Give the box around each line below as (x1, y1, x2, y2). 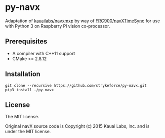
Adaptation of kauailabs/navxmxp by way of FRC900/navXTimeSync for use (5, 18, 160, 24)
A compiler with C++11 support (12, 50, 75, 56)
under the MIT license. (5, 129, 51, 135)
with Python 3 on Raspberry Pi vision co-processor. (5, 23, 110, 29)
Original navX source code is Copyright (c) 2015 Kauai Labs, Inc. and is (5, 123, 150, 129)
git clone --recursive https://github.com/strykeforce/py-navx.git (5, 83, 147, 88)
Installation (5, 70, 41, 78)
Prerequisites (5, 37, 47, 46)
